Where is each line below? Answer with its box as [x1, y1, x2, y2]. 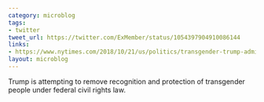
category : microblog [8, 11, 76, 20]
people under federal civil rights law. [8, 85, 126, 94]
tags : [8, 19, 26, 27]
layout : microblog [8, 56, 68, 64]
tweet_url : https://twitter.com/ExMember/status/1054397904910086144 [8, 33, 241, 42]
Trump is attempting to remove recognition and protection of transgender [8, 76, 246, 86]
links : [8, 41, 30, 49]
